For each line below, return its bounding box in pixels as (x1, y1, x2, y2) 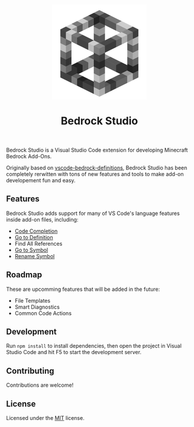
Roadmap (6, 270, 43, 280)
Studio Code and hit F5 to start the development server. (6, 349, 142, 356)
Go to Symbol (14, 246, 48, 253)
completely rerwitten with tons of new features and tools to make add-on (6, 170, 185, 178)
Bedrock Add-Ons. (6, 152, 52, 160)
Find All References (14, 240, 63, 247)
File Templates (14, 297, 51, 304)
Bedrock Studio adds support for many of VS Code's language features (6, 210, 180, 217)
